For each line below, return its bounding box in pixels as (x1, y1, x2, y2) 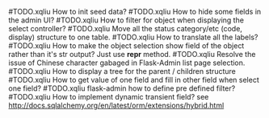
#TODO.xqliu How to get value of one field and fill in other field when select (8, 75, 260, 84)
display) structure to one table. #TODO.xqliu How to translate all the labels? (8, 32, 258, 42)
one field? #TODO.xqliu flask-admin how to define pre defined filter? (8, 83, 236, 93)
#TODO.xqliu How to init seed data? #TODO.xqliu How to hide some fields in (8, 7, 262, 16)
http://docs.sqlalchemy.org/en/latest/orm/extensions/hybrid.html (8, 100, 225, 110)
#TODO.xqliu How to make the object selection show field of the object (8, 41, 245, 51)
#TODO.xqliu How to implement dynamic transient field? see (8, 92, 209, 101)
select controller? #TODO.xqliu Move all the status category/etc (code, (8, 24, 242, 33)
